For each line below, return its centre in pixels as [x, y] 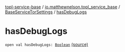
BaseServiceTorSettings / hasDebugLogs [46, 12]
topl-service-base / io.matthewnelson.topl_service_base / [62, 7]
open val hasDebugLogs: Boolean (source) [47, 44]
